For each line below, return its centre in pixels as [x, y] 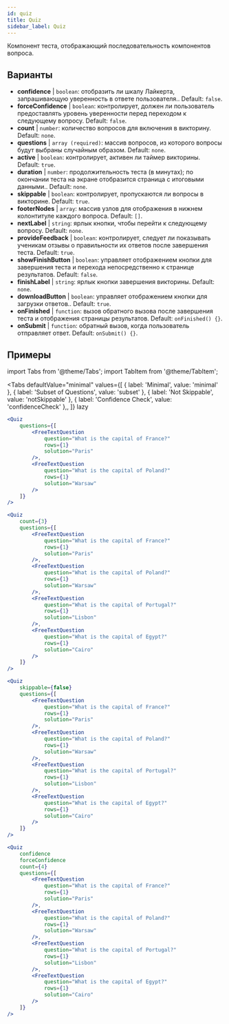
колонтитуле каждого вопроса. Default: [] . [80, 216]
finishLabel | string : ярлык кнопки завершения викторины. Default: [116, 282]
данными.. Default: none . [52, 187]
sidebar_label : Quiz [37, 26]
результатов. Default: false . [57, 275]
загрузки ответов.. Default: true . [64, 304]
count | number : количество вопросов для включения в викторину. [114, 128]
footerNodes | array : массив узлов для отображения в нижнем [110, 209]
